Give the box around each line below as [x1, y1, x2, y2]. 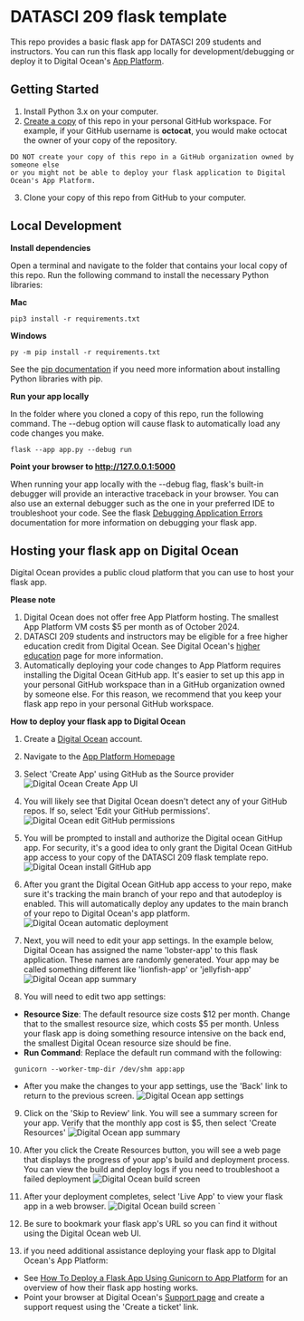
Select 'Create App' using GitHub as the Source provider [23, 768, 234, 780]
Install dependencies [10, 242, 91, 253]
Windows [10, 330, 47, 341]
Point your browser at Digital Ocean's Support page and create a [23, 1292, 265, 1303]
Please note [10, 594, 56, 605]
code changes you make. [10, 428, 105, 439]
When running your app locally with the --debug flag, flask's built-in [10, 478, 264, 489]
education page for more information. [23, 651, 164, 661]
